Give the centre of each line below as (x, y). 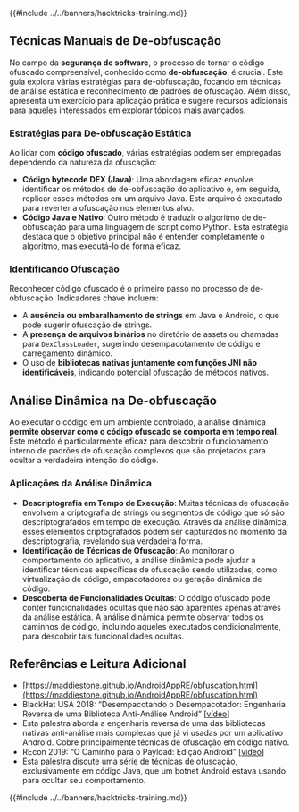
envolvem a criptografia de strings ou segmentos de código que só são (154, 512)
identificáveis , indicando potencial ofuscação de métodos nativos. (145, 372)
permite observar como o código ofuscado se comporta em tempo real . (144, 432)
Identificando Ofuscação (65, 269)
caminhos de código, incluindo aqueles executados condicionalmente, (152, 626)
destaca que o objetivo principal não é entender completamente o (143, 237)
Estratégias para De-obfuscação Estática (100, 133)
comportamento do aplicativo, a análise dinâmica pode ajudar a (139, 560)
